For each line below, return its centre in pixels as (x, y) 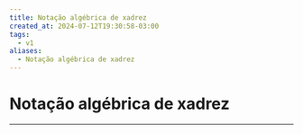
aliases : (26, 51)
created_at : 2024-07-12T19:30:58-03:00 (84, 26)
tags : (19, 34)
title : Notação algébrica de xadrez (78, 18)
